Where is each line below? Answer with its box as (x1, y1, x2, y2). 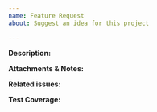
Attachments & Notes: (8, 63, 85, 73)
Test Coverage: (8, 94, 61, 104)
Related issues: (8, 79, 61, 89)
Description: (8, 48, 51, 58)
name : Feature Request (8, 11, 85, 20)
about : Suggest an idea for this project (8, 19, 150, 27)
